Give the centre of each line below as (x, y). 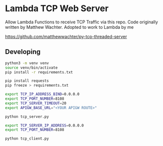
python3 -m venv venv (27, 63)
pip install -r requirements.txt (39, 72)
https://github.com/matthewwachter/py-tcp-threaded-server (66, 36)
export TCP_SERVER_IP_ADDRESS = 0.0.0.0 (44, 125)
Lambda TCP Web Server (57, 9)
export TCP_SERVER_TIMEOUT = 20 (36, 103)
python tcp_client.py (27, 139)
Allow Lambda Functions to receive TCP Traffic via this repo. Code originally (81, 22)
